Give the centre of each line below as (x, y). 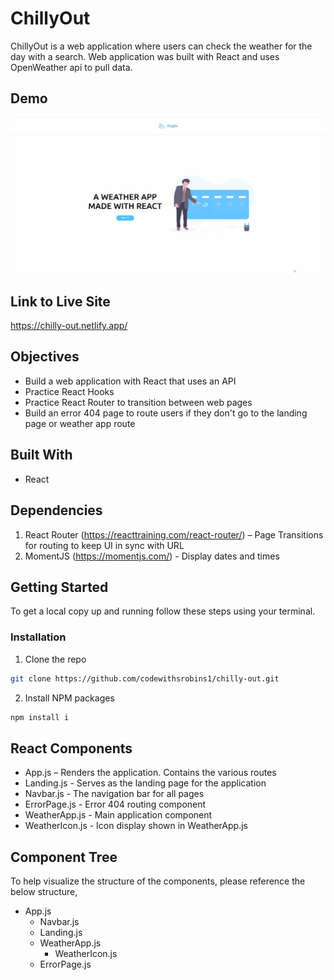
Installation (38, 637)
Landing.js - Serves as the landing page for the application (145, 783)
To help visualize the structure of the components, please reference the (158, 881)
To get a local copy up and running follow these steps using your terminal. (163, 611)
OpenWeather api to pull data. (71, 67)
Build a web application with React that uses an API (130, 381)
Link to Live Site (60, 301)
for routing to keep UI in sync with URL (104, 545)
